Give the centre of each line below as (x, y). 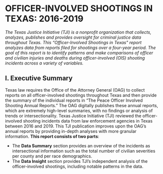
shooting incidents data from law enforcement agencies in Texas (88, 121)
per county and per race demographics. (52, 156)
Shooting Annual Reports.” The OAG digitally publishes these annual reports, (81, 105)
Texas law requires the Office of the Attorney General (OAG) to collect (75, 90)
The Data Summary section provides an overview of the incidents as (81, 145)
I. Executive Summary (39, 78)
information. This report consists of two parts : (52, 136)
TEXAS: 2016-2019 (44, 19)
